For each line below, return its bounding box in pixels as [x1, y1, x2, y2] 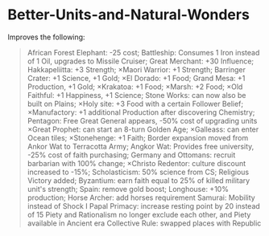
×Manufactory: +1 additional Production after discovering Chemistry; [27, 107, 255, 117]
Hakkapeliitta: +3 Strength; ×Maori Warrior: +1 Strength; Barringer [27, 64, 246, 74]
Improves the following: [7, 32, 85, 42]
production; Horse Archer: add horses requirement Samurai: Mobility [27, 193, 255, 202]
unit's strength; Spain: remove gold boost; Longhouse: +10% [27, 184, 229, 193]
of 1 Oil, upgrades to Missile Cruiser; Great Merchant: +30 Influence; [27, 56, 255, 66]
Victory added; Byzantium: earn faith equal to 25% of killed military [27, 175, 250, 185]
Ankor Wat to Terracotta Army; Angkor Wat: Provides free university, [27, 141, 255, 151]
